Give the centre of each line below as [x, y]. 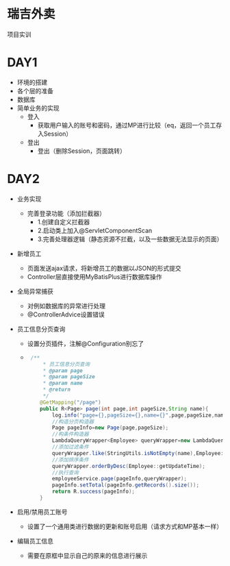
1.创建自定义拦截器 [64, 222]
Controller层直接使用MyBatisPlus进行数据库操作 [94, 276]
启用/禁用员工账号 [42, 512]
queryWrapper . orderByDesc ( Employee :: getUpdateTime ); [128, 466]
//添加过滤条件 [70, 447]
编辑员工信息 [35, 541]
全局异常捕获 [35, 291]
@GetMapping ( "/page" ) [71, 402]
